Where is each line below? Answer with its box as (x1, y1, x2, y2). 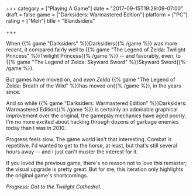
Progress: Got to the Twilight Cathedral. (6, 183, 102, 190)
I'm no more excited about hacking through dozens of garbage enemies (6, 118, 179, 125)
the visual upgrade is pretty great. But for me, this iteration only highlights (6, 166, 184, 173)
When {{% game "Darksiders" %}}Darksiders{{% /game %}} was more (6, 40, 177, 47)
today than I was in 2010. (6, 125, 66, 131)
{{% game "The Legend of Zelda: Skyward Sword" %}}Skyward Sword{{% (6, 58, 186, 65)
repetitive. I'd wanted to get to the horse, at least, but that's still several (6, 142, 177, 149)
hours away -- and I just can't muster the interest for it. (6, 148, 139, 155)
